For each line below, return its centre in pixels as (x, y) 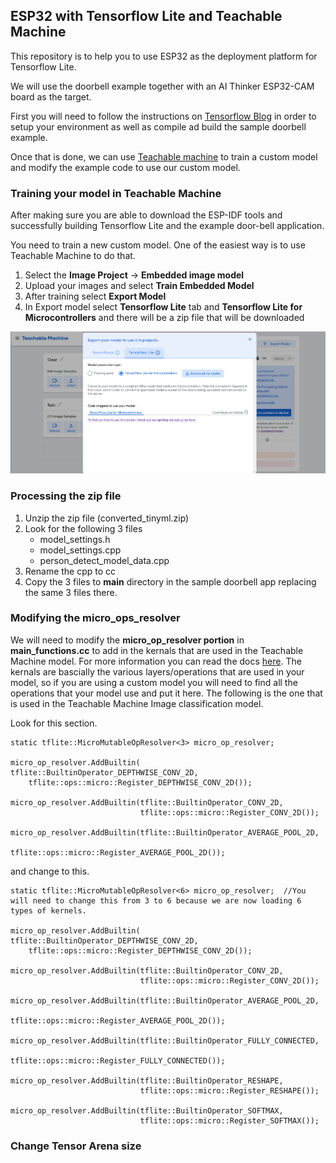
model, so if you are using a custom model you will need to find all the (154, 682)
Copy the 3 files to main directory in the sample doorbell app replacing (170, 581)
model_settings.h (75, 539)
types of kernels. (48, 910)
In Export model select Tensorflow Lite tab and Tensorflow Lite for (163, 307)
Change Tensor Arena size (76, 1146)
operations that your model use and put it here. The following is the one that (166, 693)
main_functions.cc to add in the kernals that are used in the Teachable (157, 650)
